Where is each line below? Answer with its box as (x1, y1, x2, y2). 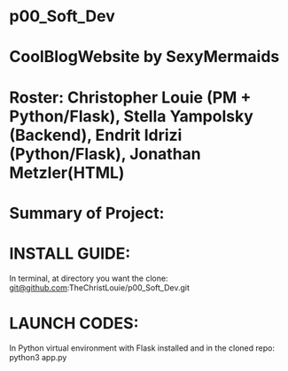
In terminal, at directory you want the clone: (9, 273, 168, 283)
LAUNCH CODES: (9, 313, 139, 333)
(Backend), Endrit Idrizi (9, 125, 183, 145)
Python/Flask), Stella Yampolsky (9, 106, 254, 126)
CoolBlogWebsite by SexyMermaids (9, 47, 280, 67)
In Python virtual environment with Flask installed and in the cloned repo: (9, 343, 275, 353)
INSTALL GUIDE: (9, 243, 131, 263)
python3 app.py (9, 352, 67, 362)
